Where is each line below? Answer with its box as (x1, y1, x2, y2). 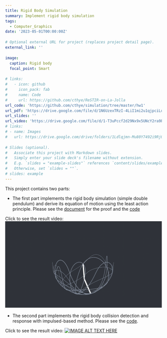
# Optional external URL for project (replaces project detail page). (5, 40, 155, 45)
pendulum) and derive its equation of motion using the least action (12, 200, 149, 207)
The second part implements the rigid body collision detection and (12, 313, 149, 319)
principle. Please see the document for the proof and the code (12, 206, 140, 212)
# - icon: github (5, 82, 46, 87)
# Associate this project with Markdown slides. (5, 150, 112, 155)
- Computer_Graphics (9, 24, 52, 29)
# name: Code (5, 92, 41, 97)
